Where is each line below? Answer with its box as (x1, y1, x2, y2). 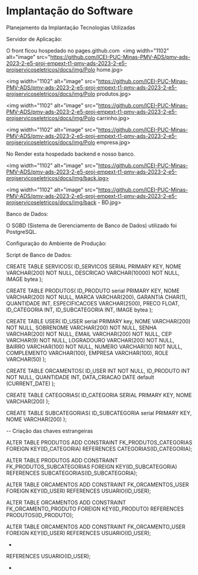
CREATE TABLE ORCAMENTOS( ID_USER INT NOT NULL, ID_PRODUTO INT (6, 367, 190, 374)
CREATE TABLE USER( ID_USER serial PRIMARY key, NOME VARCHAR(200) (6, 317, 191, 324)
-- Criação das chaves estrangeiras (6, 427, 93, 434)
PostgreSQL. (6, 228, 37, 235)
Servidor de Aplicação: (6, 35, 62, 42)
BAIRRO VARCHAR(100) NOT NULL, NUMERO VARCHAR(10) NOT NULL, (6, 343, 183, 350)
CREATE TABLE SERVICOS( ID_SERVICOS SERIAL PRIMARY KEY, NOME (6, 262, 182, 270)
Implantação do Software (6, 4, 133, 18)
